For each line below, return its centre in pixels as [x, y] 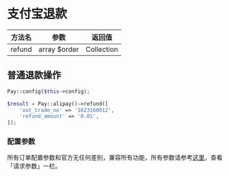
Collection [102, 49]
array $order [59, 49]
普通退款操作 [34, 75]
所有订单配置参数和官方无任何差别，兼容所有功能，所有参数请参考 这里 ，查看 [115, 158]
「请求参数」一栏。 [34, 166]
